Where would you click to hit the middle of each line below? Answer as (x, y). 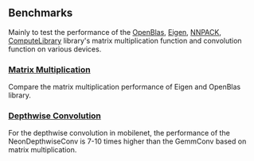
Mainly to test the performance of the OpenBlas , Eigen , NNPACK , (115, 32)
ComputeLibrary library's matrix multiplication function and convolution (125, 40)
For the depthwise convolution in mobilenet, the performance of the (119, 133)
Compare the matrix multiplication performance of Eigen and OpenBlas (125, 87)
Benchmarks (41, 13)
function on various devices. (55, 49)
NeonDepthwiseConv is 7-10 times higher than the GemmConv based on (127, 141)
